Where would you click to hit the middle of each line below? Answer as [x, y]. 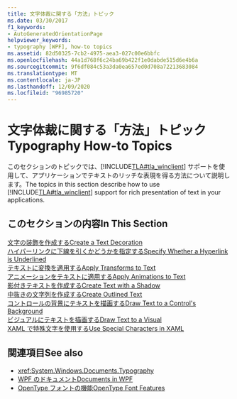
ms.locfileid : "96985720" [45, 93]
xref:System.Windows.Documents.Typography [86, 371]
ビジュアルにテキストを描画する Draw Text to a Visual [84, 319]
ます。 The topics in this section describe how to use [84, 185]
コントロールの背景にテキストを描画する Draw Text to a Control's [102, 303]
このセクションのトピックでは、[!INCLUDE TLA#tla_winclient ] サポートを [113, 167]
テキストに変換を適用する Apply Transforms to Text [82, 268]
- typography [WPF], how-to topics [60, 47]
